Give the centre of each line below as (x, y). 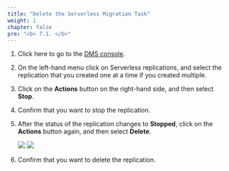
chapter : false (30, 27)
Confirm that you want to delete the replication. (86, 160)
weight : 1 (22, 21)
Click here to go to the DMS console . (71, 54)
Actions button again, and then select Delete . (84, 131)
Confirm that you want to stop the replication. (84, 110)
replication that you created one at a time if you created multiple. (112, 75)
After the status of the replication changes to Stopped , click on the (115, 124)
